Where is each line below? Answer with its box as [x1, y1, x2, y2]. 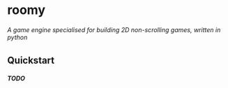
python [7, 33, 28, 41]
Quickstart [7, 54, 55, 66]
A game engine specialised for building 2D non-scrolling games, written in [7, 25, 221, 34]
